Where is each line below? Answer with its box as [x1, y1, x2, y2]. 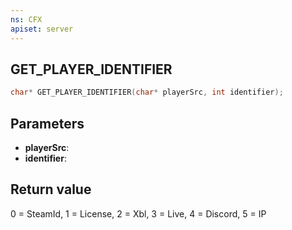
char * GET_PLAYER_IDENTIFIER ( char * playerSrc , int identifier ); [10, 87, 284, 98]
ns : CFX [10, 14, 43, 25]
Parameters [10, 115, 85, 132]
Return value [10, 181, 92, 198]
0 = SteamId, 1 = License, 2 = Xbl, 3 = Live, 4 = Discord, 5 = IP [10, 207, 267, 220]
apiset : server [10, 24, 74, 34]
